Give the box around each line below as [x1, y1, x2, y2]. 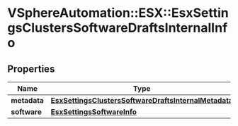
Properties [7, 63, 55, 75]
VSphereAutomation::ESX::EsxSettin [7, 5, 229, 21]
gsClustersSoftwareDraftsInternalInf [7, 20, 228, 36]
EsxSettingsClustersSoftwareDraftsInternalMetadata [50, 96, 234, 105]
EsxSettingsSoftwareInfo [50, 107, 137, 117]
